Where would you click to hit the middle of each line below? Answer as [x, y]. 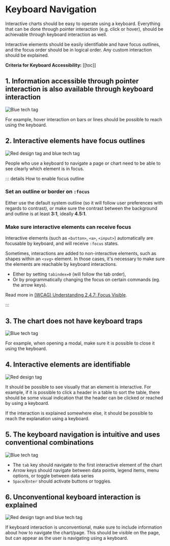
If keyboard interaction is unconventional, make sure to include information [84, 527]
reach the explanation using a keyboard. [47, 418]
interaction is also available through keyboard [79, 89]
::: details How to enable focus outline [45, 178]
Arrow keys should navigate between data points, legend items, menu [86, 470]
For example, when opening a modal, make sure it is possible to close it [80, 343]
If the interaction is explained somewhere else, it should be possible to [79, 413]
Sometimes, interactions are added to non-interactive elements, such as [81, 254]
